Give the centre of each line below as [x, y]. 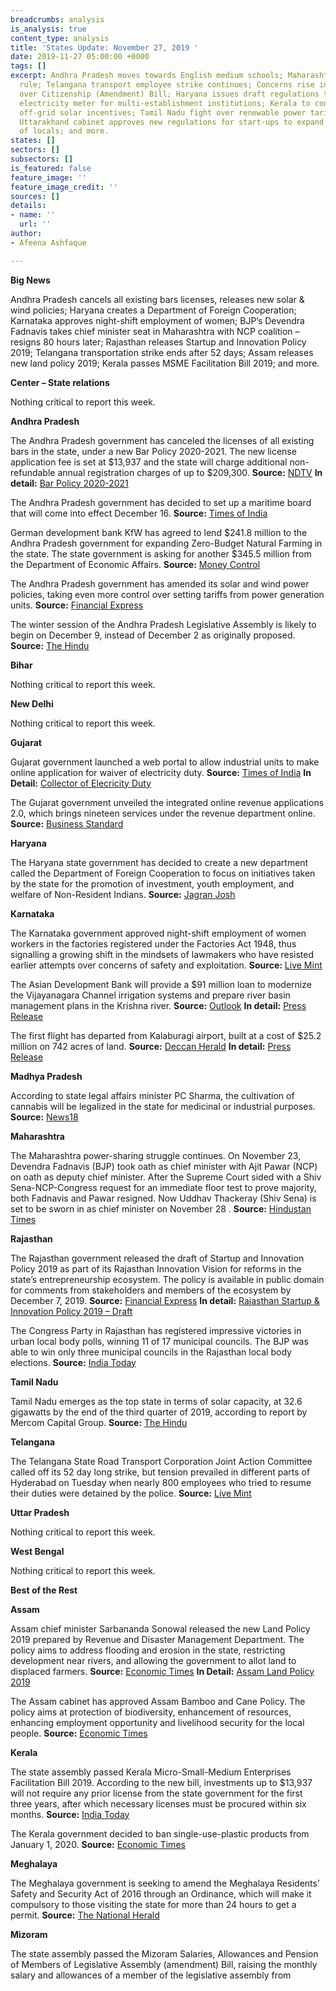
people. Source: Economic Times [79, 1733]
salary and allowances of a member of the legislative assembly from [151, 1975]
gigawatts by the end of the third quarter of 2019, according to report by [159, 1412]
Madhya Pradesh [46, 1076]
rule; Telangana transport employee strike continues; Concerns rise [167, 85]
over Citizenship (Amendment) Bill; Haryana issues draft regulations [169, 94]
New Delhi [32, 703]
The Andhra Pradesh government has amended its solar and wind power [160, 583]
